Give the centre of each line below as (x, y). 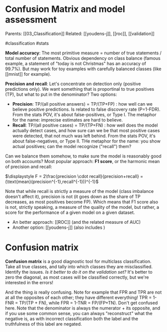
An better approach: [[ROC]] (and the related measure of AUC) (76, 222)
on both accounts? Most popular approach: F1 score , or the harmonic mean (83, 161)
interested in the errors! (29, 282)
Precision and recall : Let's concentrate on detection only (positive (73, 84)
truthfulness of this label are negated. (43, 324)
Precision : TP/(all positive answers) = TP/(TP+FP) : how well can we (82, 104)
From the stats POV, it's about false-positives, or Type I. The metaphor (84, 114)
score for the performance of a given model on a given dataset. (70, 212)
